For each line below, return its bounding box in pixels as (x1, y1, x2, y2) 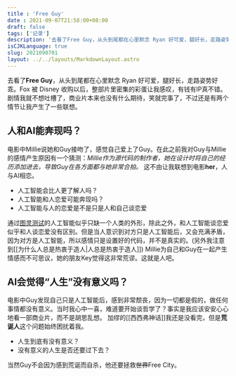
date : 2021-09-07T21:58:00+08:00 (7, 17, 109, 24)
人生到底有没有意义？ (17, 337, 79, 346)
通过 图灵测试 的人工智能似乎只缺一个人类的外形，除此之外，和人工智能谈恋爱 (7, 218, 229, 227)
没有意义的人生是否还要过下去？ (17, 346, 110, 354)
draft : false (7, 23, 46, 30)
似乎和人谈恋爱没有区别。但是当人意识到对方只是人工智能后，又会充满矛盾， (7, 227, 229, 236)
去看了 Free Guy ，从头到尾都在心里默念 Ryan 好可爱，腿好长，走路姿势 (7, 76, 212, 84)
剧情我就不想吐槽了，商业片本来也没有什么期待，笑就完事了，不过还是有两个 (7, 93, 229, 102)
